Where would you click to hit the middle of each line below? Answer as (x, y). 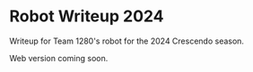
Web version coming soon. (59, 58)
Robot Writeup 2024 (87, 16)
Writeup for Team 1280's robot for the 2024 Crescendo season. (127, 41)
